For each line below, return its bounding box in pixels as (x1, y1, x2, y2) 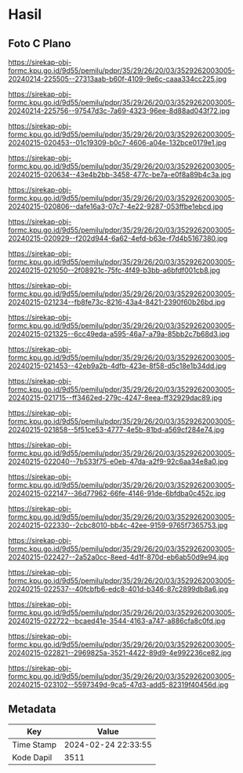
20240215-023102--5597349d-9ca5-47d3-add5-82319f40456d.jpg (8, 680, 229, 689)
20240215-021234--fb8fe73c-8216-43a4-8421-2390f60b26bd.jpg (8, 297, 226, 307)
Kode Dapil (12, 752, 53, 763)
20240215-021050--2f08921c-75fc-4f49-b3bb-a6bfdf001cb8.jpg (8, 265, 221, 275)
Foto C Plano (8, 37, 71, 50)
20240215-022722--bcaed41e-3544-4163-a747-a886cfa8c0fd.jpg (8, 616, 226, 625)
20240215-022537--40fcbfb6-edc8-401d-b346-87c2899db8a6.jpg (8, 585, 229, 593)
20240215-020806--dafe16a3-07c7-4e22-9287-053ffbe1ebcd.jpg (8, 202, 223, 211)
